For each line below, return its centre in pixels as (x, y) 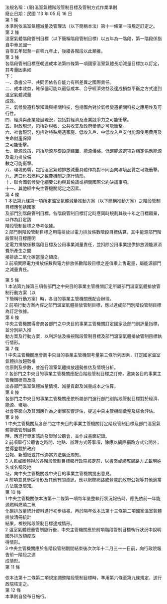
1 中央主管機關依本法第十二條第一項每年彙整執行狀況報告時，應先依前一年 (81, 498)
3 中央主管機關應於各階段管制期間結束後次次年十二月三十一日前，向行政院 (81, 548)
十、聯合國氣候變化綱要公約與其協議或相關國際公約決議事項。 (68, 182)
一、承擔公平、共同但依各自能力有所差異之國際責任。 (60, 82)
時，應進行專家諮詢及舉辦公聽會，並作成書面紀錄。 (57, 436)
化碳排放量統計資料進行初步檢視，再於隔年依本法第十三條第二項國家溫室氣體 (83, 511)
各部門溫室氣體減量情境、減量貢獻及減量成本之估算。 (64, 386)
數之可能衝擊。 (20, 163)
